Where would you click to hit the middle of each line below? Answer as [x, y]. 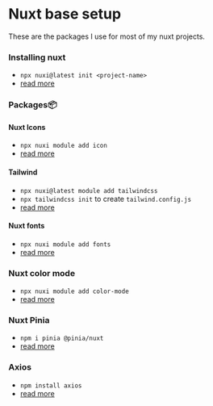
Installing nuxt [37, 57]
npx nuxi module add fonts [65, 244]
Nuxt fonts [27, 226]
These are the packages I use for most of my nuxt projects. [107, 36]
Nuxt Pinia [29, 320]
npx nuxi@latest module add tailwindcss [89, 190]
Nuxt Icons [27, 127]
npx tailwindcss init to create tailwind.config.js [106, 199]
